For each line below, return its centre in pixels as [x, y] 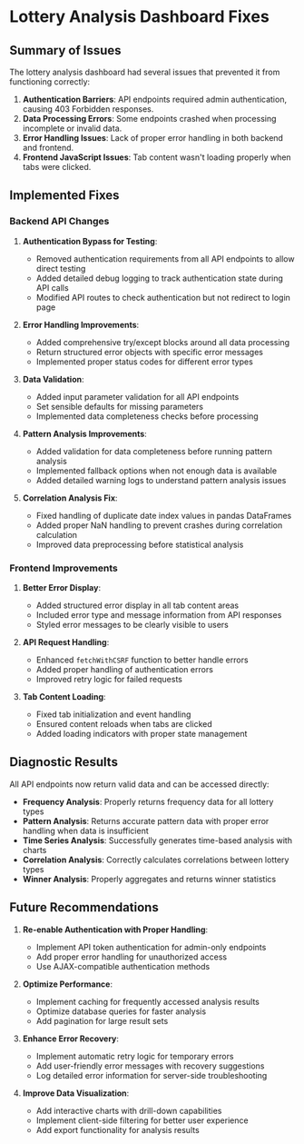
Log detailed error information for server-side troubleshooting [152, 1075]
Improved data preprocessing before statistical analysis [140, 544]
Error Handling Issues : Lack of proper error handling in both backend [153, 138]
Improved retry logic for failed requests [109, 679]
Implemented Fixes [64, 196]
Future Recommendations [84, 907]
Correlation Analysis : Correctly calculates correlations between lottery [156, 860]
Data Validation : [53, 379]
